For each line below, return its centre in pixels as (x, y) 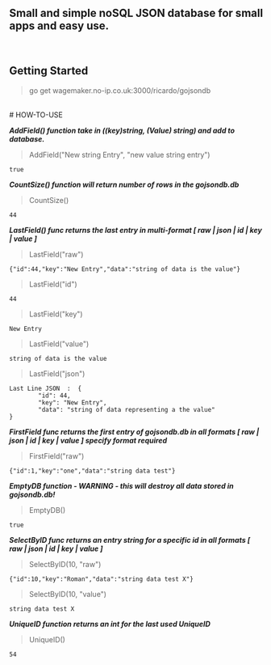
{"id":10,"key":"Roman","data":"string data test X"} (102, 579)
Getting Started (49, 71)
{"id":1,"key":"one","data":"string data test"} (92, 471)
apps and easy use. (59, 26)
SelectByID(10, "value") (68, 594)
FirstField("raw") (56, 455)
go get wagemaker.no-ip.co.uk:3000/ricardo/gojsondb (120, 90)
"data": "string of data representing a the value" (127, 409)
